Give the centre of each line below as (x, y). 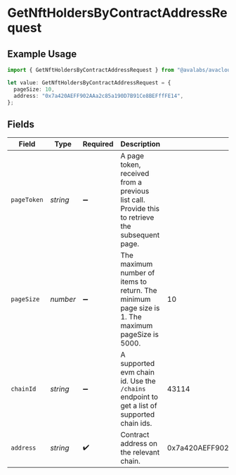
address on (139, 443)
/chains (133, 389)
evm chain (137, 372)
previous (135, 191)
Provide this (140, 209)
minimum (136, 299)
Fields (21, 124)
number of (138, 273)
